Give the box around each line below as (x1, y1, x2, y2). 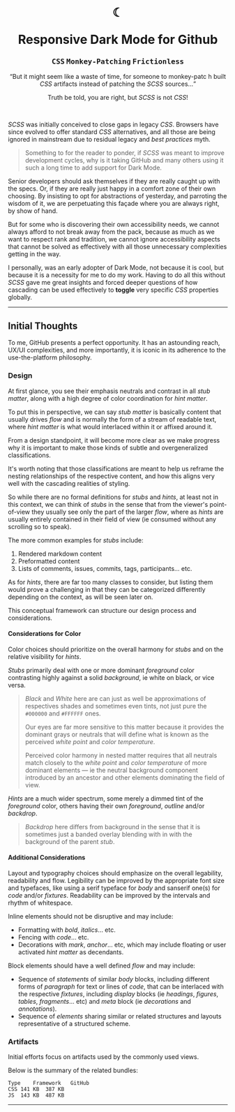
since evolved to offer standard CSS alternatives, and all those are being (8, 128, 215, 136)
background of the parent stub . (24, 837, 115, 845)
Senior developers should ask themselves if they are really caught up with (8, 177, 220, 186)
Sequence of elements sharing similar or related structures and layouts (17, 1012, 222, 1020)
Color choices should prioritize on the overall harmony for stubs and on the (8, 645, 224, 653)
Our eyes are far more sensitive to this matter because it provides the (24, 722, 225, 731)
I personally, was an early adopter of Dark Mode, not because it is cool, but (8, 263, 224, 272)
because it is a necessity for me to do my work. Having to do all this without (8, 271, 226, 279)
